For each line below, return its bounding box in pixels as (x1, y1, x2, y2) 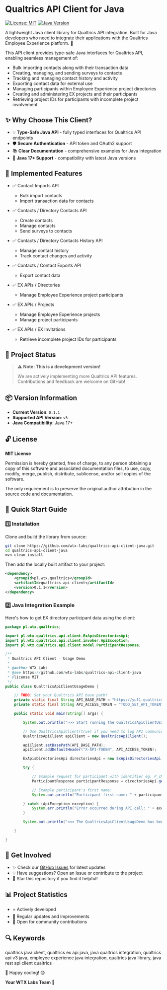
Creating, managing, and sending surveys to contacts (12, 70, 122, 76)
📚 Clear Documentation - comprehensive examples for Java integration (12, 148, 162, 153)
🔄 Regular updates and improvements (12, 914, 89, 919)
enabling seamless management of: (5, 55, 79, 61)
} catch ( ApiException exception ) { (23, 801, 99, 806)
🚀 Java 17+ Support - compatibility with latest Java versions (12, 155, 136, 161)
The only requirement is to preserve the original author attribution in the (5, 486, 152, 491)
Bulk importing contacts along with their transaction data (12, 65, 129, 71)
